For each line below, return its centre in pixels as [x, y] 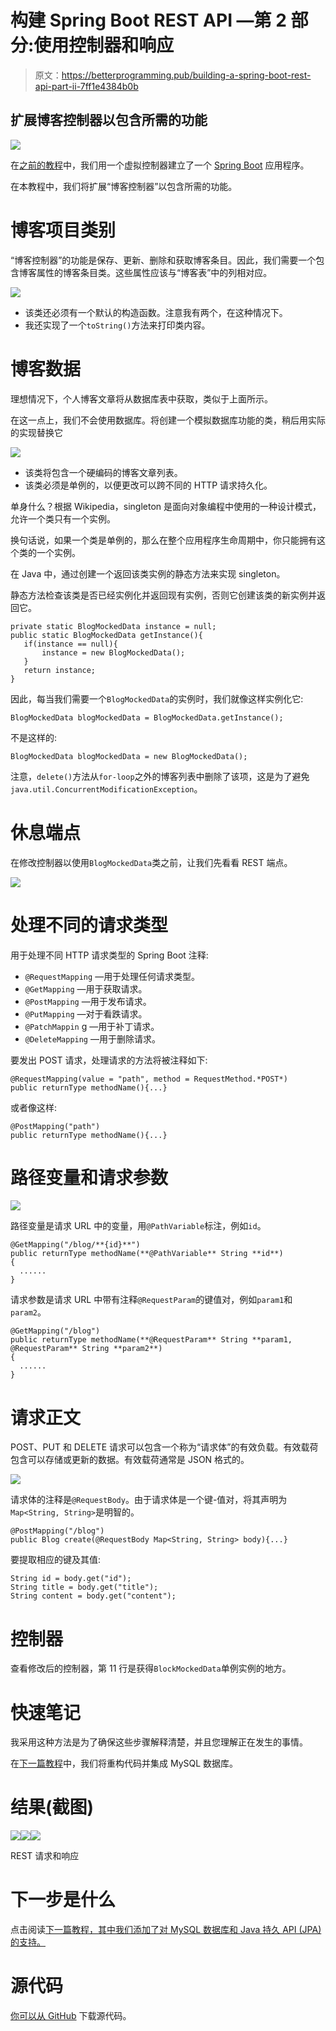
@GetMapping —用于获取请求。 [86, 988]
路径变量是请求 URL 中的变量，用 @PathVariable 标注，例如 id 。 [138, 1226]
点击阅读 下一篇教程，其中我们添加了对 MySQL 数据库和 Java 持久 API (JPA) [166, 1930]
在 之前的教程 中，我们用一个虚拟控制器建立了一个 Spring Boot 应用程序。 [160, 165]
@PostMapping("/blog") [57, 1531]
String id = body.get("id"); [71, 1579]
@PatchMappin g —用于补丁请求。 [92, 1026]
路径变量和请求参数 [89, 1177]
